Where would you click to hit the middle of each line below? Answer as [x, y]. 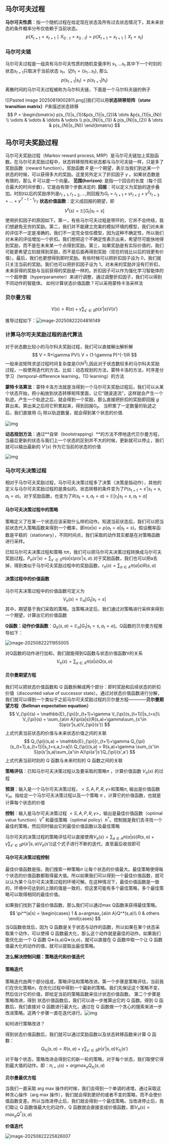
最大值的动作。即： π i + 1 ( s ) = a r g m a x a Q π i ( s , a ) [57, 1066]
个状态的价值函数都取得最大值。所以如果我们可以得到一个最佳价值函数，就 [82, 876]
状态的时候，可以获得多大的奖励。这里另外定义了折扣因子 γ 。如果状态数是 [82, 175]
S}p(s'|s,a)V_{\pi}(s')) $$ [84, 725]
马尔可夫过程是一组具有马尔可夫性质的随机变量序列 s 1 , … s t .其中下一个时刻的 [83, 64]
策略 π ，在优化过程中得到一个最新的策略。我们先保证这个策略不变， [92, 988]
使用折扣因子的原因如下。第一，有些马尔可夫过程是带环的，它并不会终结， [82, 220]
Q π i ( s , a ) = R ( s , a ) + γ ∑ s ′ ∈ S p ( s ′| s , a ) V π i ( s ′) [84, 1049]
